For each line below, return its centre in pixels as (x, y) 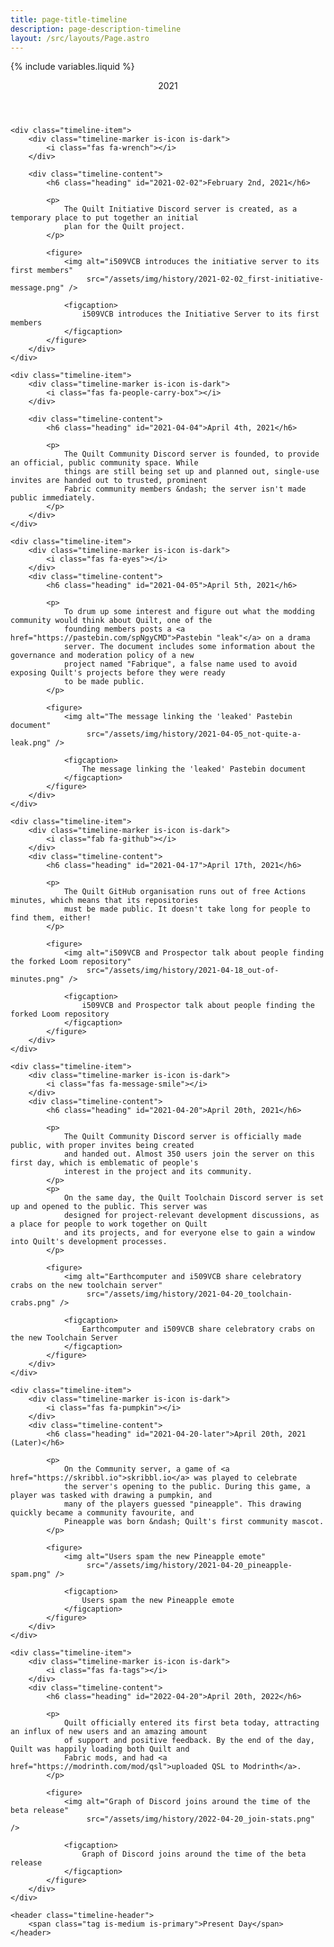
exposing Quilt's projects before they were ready (118, 673)
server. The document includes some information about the (189, 647)
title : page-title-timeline (69, 19)
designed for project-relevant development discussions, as (191, 1216)
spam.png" (31, 1574)
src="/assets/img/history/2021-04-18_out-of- (183, 971)
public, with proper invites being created (102, 1146)
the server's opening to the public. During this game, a (187, 1487)
